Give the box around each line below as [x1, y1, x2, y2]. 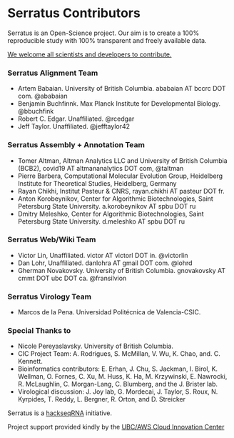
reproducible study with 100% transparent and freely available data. [7, 36, 207, 44]
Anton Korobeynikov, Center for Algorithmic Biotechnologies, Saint [17, 194, 214, 203]
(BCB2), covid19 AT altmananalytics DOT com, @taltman [17, 164, 184, 172]
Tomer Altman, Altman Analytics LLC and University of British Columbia [17, 156, 228, 165]
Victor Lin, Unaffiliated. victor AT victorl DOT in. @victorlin [17, 251, 188, 259]
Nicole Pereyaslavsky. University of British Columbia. [17, 342, 173, 351]
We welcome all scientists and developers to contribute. [7, 50, 172, 59]
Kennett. [17, 357, 43, 366]
